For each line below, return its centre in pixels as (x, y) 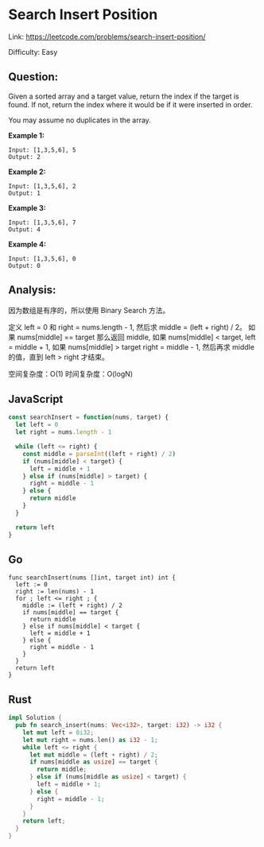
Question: (33, 77)
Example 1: (27, 135)
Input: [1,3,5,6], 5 (43, 150)
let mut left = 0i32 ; (58, 733)
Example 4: (27, 244)
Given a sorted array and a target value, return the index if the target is (124, 96)
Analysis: (32, 290)
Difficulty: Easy (33, 52)
